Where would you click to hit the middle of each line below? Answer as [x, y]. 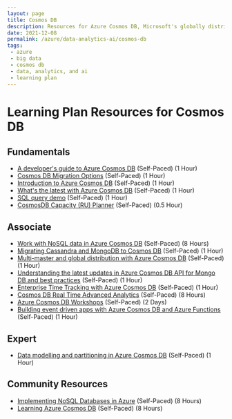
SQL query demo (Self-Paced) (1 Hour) [72, 198]
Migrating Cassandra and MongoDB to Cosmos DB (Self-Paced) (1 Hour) [120, 251]
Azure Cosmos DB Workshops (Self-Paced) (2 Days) [92, 302]
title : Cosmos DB [32, 20]
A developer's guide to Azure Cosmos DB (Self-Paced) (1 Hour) [107, 168]
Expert [22, 339]
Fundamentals [39, 152]
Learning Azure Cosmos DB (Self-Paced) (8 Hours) [90, 408]
